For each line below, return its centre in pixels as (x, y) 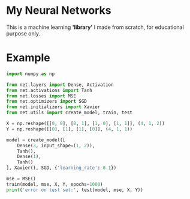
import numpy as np (31, 74)
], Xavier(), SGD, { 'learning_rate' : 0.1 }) (61, 168)
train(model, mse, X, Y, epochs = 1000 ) (55, 184)
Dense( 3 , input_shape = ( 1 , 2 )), (56, 145)
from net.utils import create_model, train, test (70, 113)
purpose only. (23, 33)
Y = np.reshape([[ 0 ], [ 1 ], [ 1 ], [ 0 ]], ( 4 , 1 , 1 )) (70, 129)
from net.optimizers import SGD (46, 102)
